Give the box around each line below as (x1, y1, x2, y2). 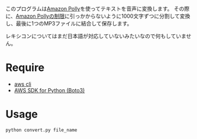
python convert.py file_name (5, 127, 77, 133)
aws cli (14, 80, 32, 88)
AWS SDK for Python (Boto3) (14, 86, 85, 93)
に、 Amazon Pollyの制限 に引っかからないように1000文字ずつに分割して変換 (5, 12, 190, 20)
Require (5, 61, 45, 75)
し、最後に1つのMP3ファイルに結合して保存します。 (5, 20, 133, 27)
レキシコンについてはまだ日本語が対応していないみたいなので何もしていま (5, 33, 187, 40)
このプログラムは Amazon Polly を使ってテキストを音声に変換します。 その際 (5, 5, 190, 12)
